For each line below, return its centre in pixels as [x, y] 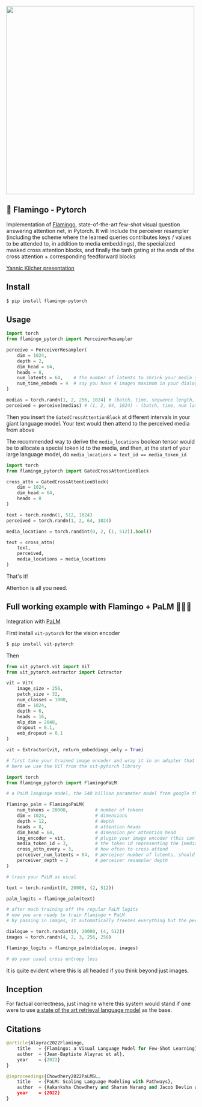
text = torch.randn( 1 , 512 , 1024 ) [50, 515]
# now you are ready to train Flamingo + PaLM [66, 915]
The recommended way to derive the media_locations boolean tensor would [101, 441]
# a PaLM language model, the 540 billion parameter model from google [98, 794]
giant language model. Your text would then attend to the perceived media [98, 423]
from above [20, 430]
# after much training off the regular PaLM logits [72, 910]
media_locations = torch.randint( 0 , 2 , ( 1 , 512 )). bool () [79, 532]
